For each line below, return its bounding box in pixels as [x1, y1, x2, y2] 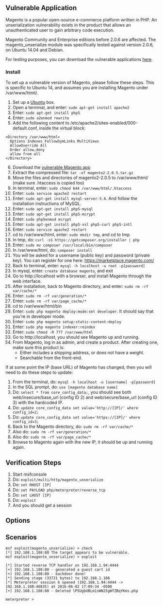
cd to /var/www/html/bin [12, 303, 62, 309]
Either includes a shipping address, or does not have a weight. [19, 350, 145, 356]
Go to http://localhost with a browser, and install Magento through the [12, 273, 152, 279]
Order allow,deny [10, 147, 45, 152]
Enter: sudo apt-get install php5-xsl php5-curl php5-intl [12, 221, 132, 227]
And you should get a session [12, 502, 72, 508]
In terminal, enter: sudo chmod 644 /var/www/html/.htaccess [12, 185, 132, 191]
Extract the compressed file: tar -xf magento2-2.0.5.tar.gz [12, 170, 133, 176]
